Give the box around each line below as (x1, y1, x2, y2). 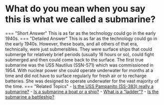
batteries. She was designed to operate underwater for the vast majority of (5, 78, 159, 84)
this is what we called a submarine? (5, 13, 156, 25)
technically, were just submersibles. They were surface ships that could (5, 46, 153, 52)
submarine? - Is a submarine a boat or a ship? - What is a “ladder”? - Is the (5, 88, 159, 94)
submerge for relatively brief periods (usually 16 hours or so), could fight (5, 51, 155, 57)
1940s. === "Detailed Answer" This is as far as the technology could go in (5, 35, 158, 41)
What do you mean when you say (5, 3, 146, 14)
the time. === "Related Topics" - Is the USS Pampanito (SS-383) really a (5, 83, 154, 89)
